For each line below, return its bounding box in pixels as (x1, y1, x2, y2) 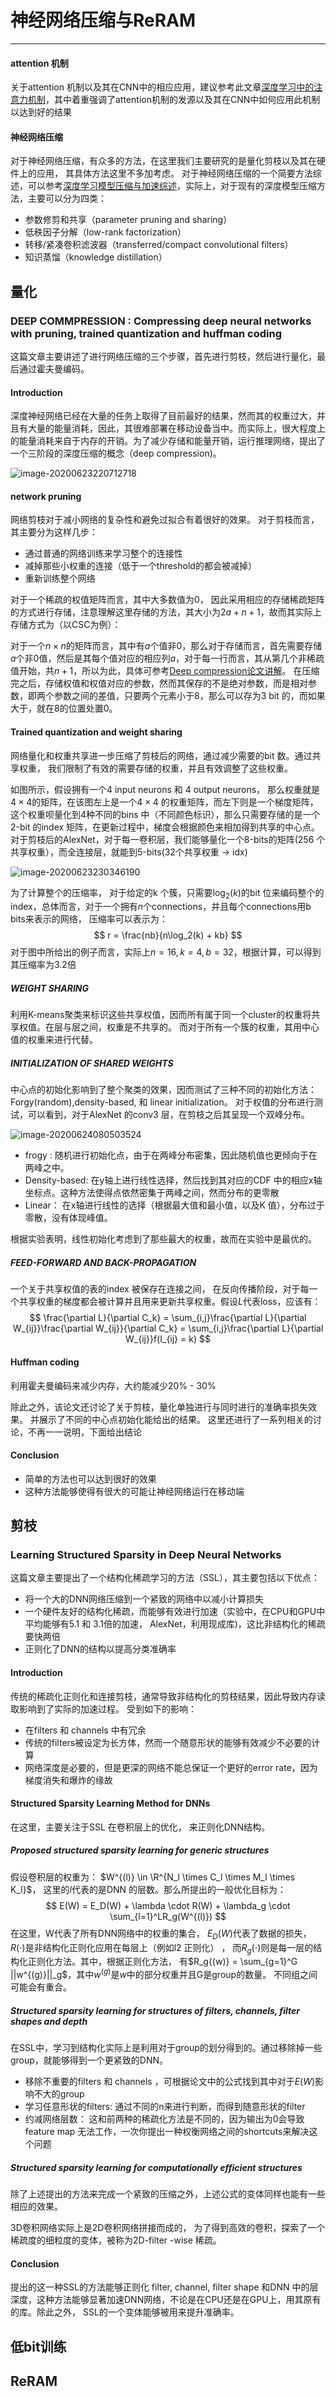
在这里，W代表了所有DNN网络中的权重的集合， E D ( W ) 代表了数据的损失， (10, 1927, 312, 1941)
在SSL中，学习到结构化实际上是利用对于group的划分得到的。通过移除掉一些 (10, 2042, 323, 2054)
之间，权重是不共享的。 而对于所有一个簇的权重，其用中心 (79, 1021, 320, 1033)
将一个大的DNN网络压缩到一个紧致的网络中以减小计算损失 (24, 1593, 264, 1605)
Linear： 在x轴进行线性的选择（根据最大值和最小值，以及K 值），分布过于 (24, 1199, 325, 1211)
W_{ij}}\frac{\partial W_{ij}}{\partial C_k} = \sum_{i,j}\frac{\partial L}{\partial (12, 1322, 324, 1335)
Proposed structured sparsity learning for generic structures (10, 1844, 270, 1856)
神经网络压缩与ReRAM (10, 9, 197, 32)
